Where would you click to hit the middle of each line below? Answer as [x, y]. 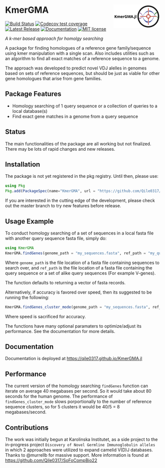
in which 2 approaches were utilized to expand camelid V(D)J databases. [79, 450]
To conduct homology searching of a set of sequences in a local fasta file [79, 233]
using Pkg [15, 186]
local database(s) [30, 111]
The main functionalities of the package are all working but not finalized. [78, 144]
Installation [23, 164]
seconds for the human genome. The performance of [59, 397]
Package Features [33, 94]
